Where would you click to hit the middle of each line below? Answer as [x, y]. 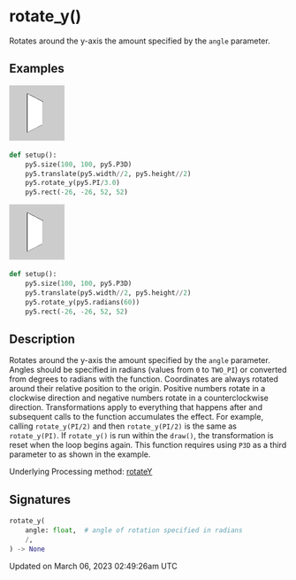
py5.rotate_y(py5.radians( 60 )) [83, 302]
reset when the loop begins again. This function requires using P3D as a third [148, 445]
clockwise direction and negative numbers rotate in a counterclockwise [139, 398]
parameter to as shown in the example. [80, 454]
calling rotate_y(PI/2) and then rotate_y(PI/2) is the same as [123, 426]
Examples [37, 69]
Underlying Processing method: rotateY [81, 472]
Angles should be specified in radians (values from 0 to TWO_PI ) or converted [148, 370]
